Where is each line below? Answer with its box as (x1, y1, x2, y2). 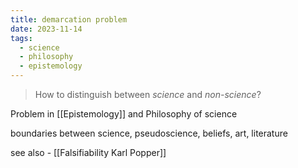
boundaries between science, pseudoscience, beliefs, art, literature (10, 127, 288, 139)
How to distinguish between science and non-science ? (34, 89, 262, 100)
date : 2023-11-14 (10, 24, 83, 34)
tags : (10, 33, 33, 43)
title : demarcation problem (10, 14, 128, 25)
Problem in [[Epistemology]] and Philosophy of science (10, 108, 238, 120)
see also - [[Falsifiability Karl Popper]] (10, 147, 167, 158)
